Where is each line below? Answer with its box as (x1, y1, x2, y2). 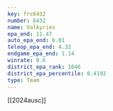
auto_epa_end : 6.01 (7, 37, 65, 44)
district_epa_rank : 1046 (7, 63, 81, 70)
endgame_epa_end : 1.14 (7, 51, 75, 58)
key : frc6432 (7, 10, 46, 18)
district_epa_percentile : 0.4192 (7, 70, 107, 77)
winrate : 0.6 (7, 57, 46, 64)
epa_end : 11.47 (7, 30, 53, 38)
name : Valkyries (7, 23, 55, 31)
